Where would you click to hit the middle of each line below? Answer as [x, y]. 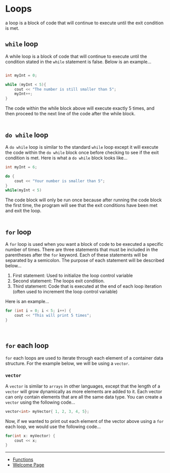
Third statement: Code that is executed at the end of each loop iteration [87, 286]
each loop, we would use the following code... [53, 426]
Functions [23, 460]
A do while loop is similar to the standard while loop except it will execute [82, 147]
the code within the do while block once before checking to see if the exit [82, 152]
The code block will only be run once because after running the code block [83, 200]
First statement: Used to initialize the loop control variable [73, 276]
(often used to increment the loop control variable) [65, 292]
